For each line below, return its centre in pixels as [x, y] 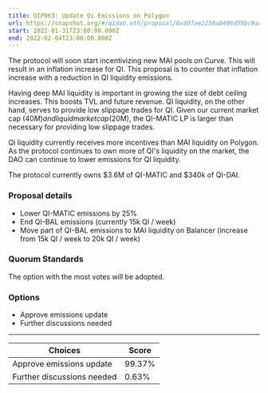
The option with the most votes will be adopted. [87, 276]
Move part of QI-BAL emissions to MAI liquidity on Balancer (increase [134, 230]
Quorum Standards [46, 259]
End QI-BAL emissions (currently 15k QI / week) [98, 221]
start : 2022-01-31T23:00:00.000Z [64, 30]
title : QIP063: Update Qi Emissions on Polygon [89, 16]
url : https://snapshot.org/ [55, 23]
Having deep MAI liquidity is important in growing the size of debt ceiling [128, 93]
